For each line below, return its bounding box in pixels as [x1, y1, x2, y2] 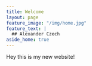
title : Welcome [6, 8, 44, 15]
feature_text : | [6, 25, 47, 32]
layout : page [6, 14, 39, 20]
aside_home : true [6, 37, 50, 43]
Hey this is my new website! [6, 53, 75, 60]
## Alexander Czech [11, 31, 60, 37]
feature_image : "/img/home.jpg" [6, 20, 87, 26]
